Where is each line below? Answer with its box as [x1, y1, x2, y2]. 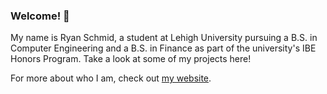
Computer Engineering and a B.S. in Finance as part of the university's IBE [10, 42, 317, 54]
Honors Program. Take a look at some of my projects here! [10, 53, 252, 65]
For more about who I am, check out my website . [10, 72, 212, 84]
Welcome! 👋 [10, 9, 70, 23]
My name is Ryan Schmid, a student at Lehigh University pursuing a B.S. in [10, 32, 318, 44]
